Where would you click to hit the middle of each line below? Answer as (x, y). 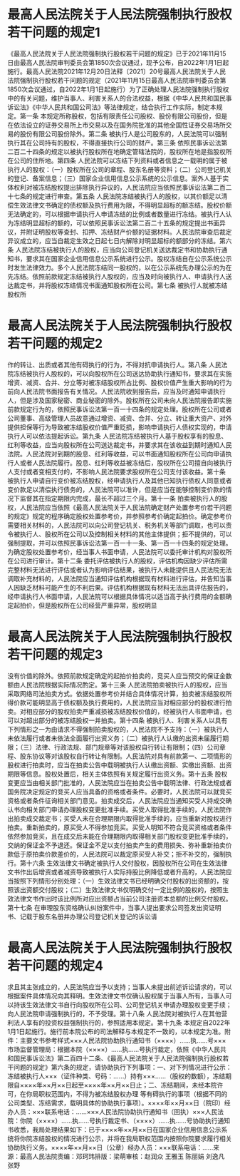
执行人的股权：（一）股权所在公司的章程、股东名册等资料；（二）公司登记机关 (120, 169)
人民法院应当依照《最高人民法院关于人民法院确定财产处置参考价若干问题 (126, 507)
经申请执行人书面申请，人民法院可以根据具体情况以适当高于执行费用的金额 (116, 596)
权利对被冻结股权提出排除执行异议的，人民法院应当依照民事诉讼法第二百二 (122, 187)
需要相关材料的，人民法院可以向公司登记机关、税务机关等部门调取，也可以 (116, 525)
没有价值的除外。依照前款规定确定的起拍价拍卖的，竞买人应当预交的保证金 (116, 675)
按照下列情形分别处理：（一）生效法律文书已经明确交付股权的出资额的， (118, 881)
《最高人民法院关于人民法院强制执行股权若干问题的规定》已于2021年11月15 (117, 53)
